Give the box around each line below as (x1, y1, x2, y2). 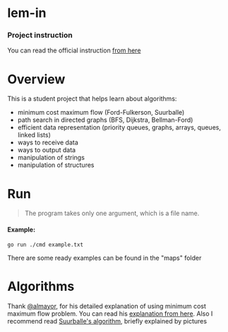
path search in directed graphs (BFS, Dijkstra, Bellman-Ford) (17, 115, 193, 125)
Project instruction (7, 30, 73, 40)
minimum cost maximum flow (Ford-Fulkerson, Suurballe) (17, 108, 185, 117)
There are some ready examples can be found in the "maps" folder (7, 253, 202, 262)
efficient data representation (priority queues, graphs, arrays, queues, (17, 123, 221, 132)
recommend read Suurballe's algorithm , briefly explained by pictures (7, 316, 207, 325)
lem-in (7, 5, 47, 21)
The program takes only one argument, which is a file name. (24, 209, 200, 217)
